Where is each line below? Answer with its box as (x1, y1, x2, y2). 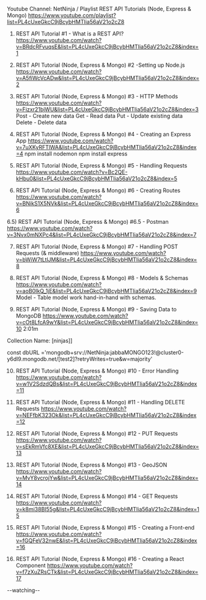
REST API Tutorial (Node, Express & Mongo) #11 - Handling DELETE (15, 399, 185, 406)
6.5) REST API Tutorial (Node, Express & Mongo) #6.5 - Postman (7, 218, 169, 225)
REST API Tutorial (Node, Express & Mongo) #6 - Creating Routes (15, 187, 181, 194)
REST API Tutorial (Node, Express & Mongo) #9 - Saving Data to (15, 306, 177, 313)
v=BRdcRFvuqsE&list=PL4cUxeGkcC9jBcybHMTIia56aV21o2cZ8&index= (15, 43, 199, 50)
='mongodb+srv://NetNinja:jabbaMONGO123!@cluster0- (40, 349, 184, 356)
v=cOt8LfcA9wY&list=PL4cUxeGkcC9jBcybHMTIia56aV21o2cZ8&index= (15, 319, 199, 326)
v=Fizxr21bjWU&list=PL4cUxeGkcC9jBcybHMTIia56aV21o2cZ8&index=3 (15, 106, 199, 113)
